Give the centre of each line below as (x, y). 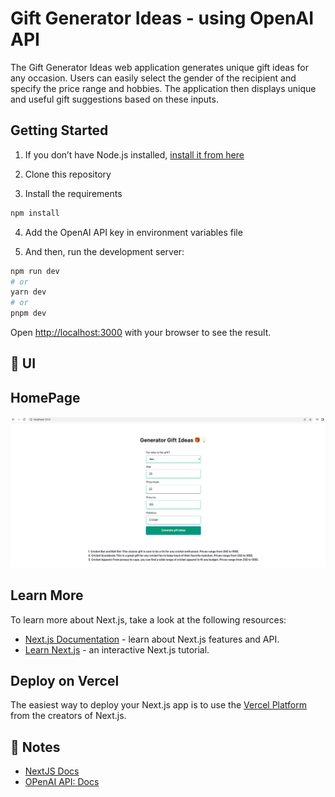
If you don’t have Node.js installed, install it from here (134, 154)
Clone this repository (68, 174)
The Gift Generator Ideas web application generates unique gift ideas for (159, 67)
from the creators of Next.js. (68, 716)
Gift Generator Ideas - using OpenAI (162, 18)
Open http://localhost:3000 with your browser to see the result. (141, 332)
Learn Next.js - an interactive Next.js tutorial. (117, 649)
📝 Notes (35, 747)
